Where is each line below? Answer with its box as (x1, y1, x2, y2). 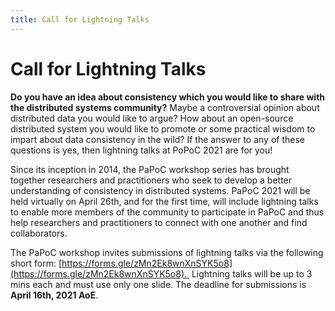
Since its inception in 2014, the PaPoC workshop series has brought (10, 163, 290, 175)
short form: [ (10, 257, 63, 269)
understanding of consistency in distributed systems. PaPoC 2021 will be (10, 184, 311, 196)
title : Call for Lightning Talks (10, 14, 150, 25)
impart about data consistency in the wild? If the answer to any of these (10, 133, 305, 145)
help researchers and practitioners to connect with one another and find (10, 216, 308, 228)
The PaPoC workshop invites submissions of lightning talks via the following (10, 246, 324, 258)
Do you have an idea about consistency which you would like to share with (10, 91, 326, 103)
